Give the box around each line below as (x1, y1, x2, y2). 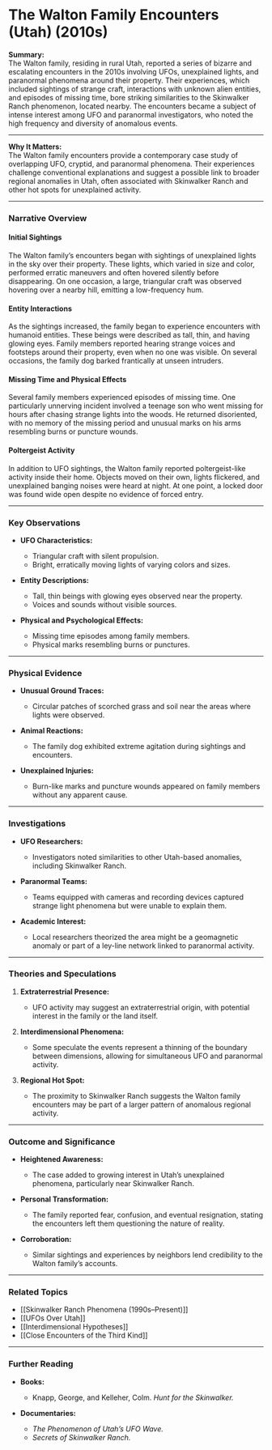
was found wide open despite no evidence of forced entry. (8, 489, 204, 499)
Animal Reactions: (19, 726, 83, 736)
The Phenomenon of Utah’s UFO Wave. (32, 1423, 164, 1434)
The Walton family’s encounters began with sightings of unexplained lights (8, 251, 257, 261)
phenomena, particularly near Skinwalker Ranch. (32, 1179, 194, 1188)
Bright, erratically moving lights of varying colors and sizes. (32, 559, 231, 569)
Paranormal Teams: (19, 876, 87, 886)
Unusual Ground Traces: (19, 686, 104, 695)
